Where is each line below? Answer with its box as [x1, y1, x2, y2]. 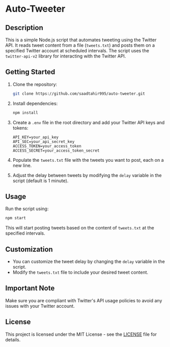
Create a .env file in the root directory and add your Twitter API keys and [12, 119, 165, 125]
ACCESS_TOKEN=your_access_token [12, 143, 81, 149]
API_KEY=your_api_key [12, 134, 59, 140]
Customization [5, 245, 53, 253]
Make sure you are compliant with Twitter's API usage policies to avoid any [5, 297, 162, 303]
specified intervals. [5, 230, 45, 237]
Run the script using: [5, 206, 49, 212]
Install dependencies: [12, 100, 58, 106]
